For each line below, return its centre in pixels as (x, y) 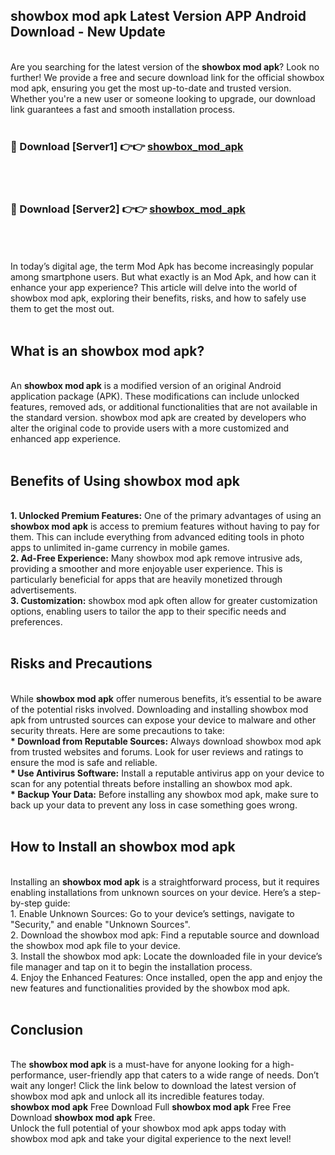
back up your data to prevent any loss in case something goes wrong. (154, 805)
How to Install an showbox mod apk (123, 847)
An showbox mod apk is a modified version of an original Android (146, 386)
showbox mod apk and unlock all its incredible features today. (137, 1096)
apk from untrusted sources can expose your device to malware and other (163, 720)
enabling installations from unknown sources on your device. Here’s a (153, 892)
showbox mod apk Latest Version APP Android (158, 16)
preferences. (36, 622)
